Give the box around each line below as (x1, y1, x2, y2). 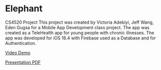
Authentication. (5, 40, 36, 46)
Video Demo (5, 50, 31, 56)
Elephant (5, 3, 43, 14)
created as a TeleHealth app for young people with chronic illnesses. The (5, 30, 155, 35)
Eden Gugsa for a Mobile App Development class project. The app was (5, 24, 150, 30)
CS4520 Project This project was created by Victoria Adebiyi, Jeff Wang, (5, 19, 154, 25)
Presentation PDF (5, 59, 41, 65)
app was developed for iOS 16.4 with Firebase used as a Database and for (5, 35, 156, 41)
